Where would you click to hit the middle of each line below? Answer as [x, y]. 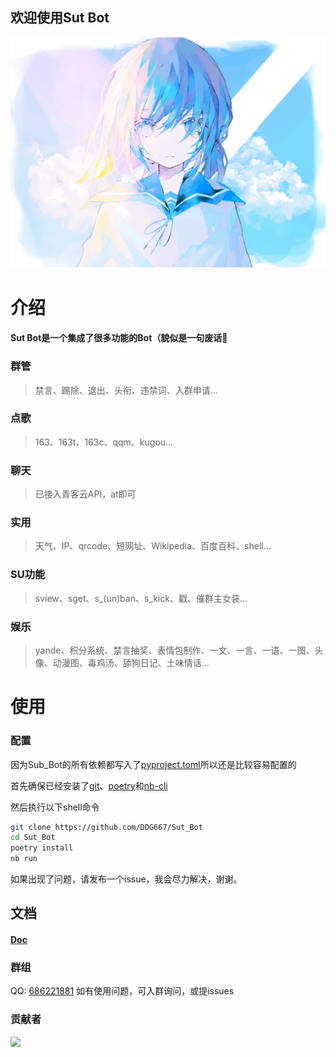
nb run [24, 859]
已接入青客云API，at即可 [85, 494]
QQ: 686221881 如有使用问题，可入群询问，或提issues [122, 991]
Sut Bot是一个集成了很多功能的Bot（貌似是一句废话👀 [119, 338]
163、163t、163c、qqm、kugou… [104, 442]
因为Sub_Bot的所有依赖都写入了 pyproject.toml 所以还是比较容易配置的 [153, 764]
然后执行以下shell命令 [55, 807]
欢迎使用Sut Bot [60, 18]
